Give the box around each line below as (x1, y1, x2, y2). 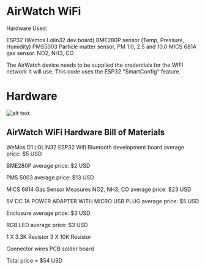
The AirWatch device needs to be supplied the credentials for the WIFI (6, 61, 184, 69)
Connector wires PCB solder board (6, 245, 94, 252)
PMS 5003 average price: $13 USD (6, 173, 94, 181)
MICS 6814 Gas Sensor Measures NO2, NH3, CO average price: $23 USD (6, 186, 192, 193)
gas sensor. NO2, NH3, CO (6, 49, 74, 56)
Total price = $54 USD (6, 257, 63, 264)
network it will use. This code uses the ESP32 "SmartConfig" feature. (6, 67, 181, 75)
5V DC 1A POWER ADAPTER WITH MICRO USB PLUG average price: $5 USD (6, 197, 199, 204)
